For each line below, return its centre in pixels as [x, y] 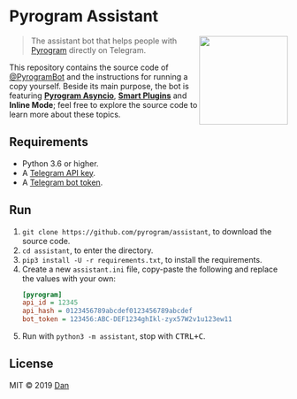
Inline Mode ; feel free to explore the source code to [103, 104]
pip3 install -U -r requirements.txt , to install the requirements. [142, 259]
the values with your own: [69, 278]
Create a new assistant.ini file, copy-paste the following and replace [150, 269]
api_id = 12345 [50, 303]
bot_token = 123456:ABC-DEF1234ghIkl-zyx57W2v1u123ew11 [127, 319]
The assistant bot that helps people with [104, 41]
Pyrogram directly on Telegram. [88, 50]
